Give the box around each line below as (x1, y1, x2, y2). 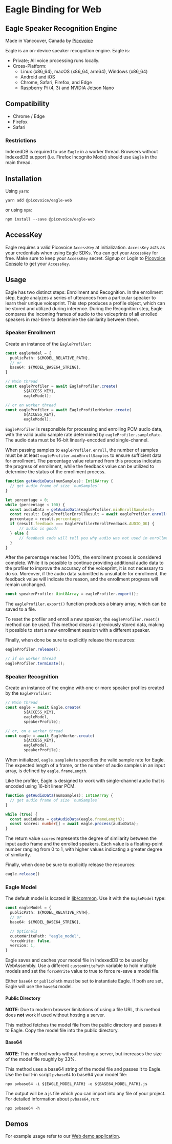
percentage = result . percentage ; (10, 516, 81, 521)
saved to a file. (5, 606, 37, 612)
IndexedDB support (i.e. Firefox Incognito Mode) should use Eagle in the (5, 154, 157, 160)
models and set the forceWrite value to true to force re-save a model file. (5, 968, 160, 974)
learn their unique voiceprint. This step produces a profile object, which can (5, 300, 165, 306)
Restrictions (5, 137, 37, 144)
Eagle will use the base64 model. (5, 984, 73, 990)
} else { (10, 531, 29, 536)
